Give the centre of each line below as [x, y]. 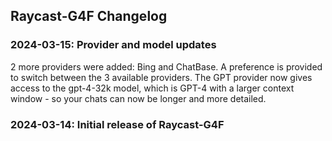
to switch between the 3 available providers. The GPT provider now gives [161, 77]
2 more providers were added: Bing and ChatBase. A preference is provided [166, 66]
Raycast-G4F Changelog [89, 16]
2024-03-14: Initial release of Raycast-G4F [117, 124]
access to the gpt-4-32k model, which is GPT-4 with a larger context [152, 88]
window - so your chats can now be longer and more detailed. [138, 98]
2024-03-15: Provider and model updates [113, 45]
